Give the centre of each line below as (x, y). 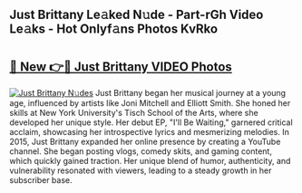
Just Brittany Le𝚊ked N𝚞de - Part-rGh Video (136, 15)
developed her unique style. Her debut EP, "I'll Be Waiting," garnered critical (151, 122)
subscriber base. (41, 180)
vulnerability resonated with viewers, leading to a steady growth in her (141, 170)
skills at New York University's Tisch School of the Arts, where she (134, 113)
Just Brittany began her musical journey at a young (190, 93)
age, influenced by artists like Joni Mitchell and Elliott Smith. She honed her (150, 103)
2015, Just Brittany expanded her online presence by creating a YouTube (145, 141)
